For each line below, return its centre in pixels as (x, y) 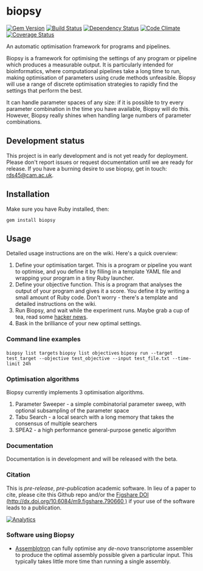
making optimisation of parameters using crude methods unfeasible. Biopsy (101, 77)
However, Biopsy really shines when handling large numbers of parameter (99, 115)
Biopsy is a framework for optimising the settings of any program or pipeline (101, 58)
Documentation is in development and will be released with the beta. (92, 459)
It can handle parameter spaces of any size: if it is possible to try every (95, 102)
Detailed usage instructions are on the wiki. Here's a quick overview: (92, 254)
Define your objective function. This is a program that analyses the (98, 285)
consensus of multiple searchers (56, 423)
